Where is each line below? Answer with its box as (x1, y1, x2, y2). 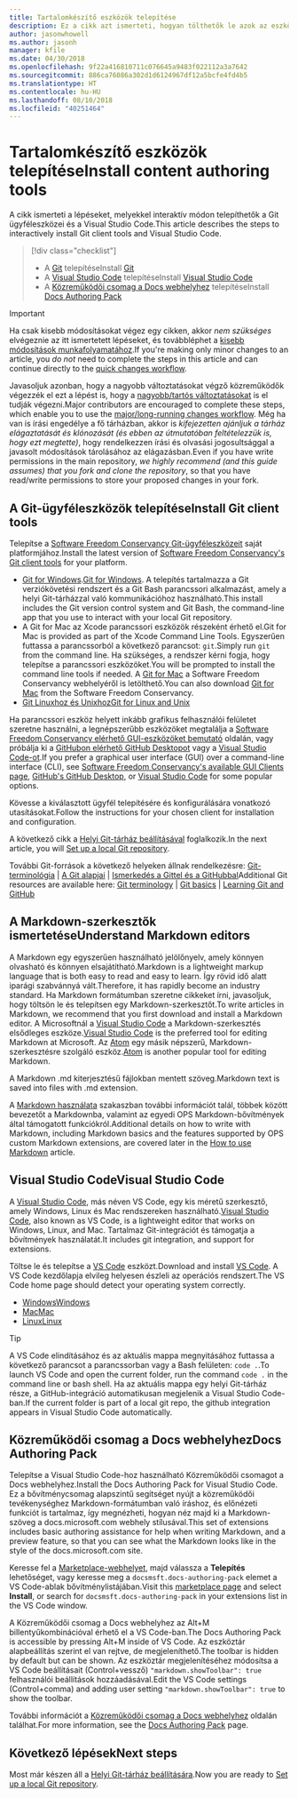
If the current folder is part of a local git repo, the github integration (25, 1397, 271, 1408)
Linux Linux (21, 1315, 62, 1326)
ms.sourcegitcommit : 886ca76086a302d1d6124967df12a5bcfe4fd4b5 (9, 71, 248, 80)
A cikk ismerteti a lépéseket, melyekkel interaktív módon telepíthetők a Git (9, 210, 279, 220)
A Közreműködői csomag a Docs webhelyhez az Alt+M (9, 1618, 210, 1628)
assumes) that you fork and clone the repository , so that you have (9, 466, 251, 476)
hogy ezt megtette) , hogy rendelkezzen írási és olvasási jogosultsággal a (9, 437, 275, 448)
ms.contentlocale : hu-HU (9, 87, 101, 96)
